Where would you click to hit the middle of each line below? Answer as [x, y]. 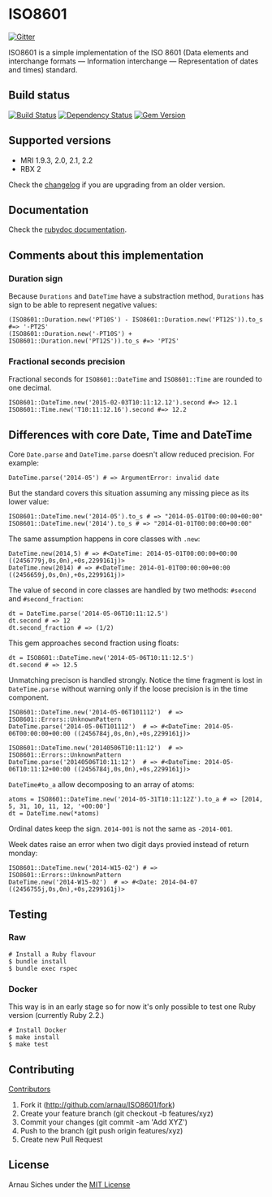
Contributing [41, 1070]
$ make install [34, 1038]
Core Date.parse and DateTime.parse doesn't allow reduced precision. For [132, 454]
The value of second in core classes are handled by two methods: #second [132, 590]
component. [28, 697]
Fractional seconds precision [67, 361]
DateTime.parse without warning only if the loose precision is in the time [128, 689]
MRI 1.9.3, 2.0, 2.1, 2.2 [56, 160]
